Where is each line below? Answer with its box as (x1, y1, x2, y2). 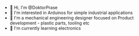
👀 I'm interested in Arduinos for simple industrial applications (9, 10, 133, 16)
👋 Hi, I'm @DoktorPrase (9, 5, 58, 10)
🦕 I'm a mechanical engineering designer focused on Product (9, 15, 134, 20)
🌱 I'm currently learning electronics (9, 25, 81, 31)
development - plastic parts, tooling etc (9, 20, 90, 26)
